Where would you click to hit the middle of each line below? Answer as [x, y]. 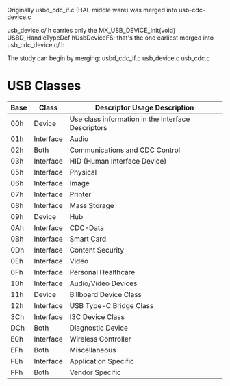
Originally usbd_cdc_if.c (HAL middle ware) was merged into [92, 10]
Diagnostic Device [99, 328]
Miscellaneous [93, 350]
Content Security [97, 250]
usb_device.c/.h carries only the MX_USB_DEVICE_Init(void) [91, 30]
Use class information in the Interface [130, 119]
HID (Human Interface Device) [118, 161]
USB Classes [44, 86]
